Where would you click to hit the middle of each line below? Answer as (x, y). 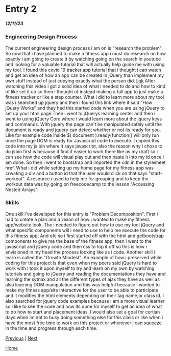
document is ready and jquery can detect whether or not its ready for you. (83, 130)
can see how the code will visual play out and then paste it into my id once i (85, 157)
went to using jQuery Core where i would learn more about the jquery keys (84, 119)
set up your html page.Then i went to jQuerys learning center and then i (80, 113)
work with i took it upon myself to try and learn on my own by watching (80, 268)
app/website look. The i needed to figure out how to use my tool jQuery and (85, 225)
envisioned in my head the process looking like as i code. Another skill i (80, 252)
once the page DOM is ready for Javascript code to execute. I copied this (82, 140)
